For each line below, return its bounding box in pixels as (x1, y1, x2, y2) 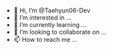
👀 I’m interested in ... (13, 14, 72, 22)
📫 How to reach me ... (13, 36, 77, 43)
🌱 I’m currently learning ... (13, 21, 87, 28)
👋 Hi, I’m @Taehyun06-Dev (13, 7, 90, 14)
